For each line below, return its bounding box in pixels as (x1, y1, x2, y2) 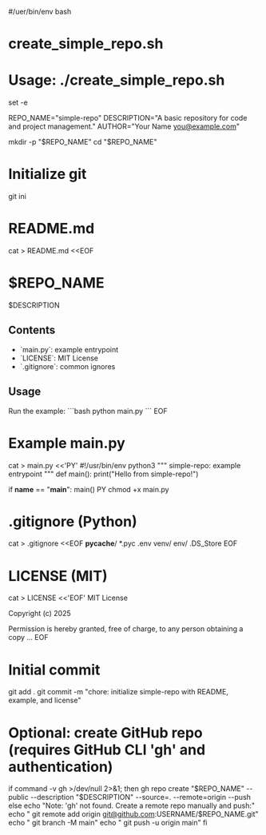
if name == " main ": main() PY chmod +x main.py (8, 484, 169, 494)
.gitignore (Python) (8, 512, 137, 531)
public (8, 793, 30, 802)
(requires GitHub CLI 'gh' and (8, 741, 206, 758)
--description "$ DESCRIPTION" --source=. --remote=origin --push (30, 793, 252, 802)
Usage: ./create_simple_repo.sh (8, 71, 225, 89)
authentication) (8, 757, 113, 776)
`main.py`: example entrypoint (19, 344, 119, 354)
